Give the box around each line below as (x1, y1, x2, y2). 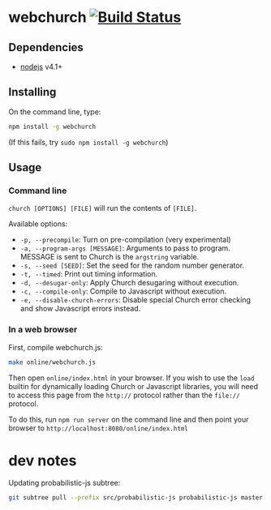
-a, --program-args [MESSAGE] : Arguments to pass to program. (19, 243, 231, 253)
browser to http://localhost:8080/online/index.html (8, 422, 188, 433)
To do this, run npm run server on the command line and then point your (8, 414, 249, 424)
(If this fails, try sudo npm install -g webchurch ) (8, 137, 169, 147)
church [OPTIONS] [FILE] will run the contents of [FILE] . (8, 204, 197, 213)
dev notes (8, 451, 77, 469)
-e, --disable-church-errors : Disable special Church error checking (19, 295, 252, 305)
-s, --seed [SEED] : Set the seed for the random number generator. (19, 260, 245, 271)
